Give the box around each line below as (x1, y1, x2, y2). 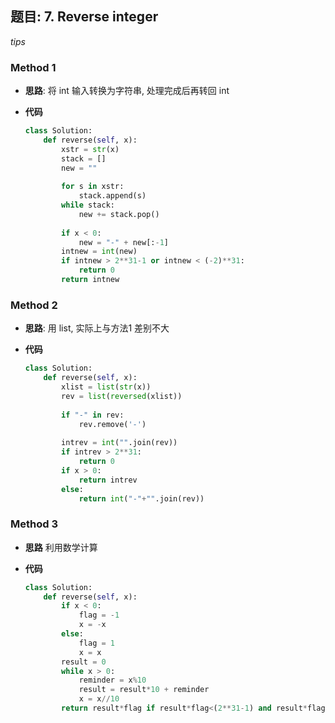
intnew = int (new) (61, 247, 138, 257)
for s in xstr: (61, 182, 125, 192)
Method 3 (10, 517, 58, 531)
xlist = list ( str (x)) (61, 382, 152, 392)
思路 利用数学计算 (24, 541, 98, 553)
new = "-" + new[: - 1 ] (78, 237, 169, 247)
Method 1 (10, 60, 57, 74)
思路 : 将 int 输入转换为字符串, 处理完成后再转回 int (24, 85, 230, 97)
